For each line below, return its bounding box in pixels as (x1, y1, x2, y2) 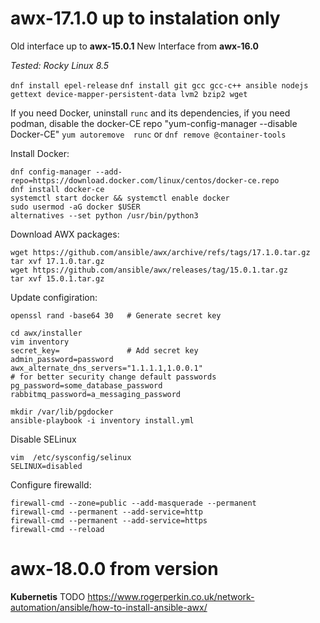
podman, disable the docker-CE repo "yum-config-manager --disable (10, 117, 298, 129)
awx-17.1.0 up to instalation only (10, 7, 281, 30)
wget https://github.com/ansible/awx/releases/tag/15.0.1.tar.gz (10, 265, 288, 275)
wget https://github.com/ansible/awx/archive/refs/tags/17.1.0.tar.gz (10, 247, 311, 257)
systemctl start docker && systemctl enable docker (10, 193, 230, 203)
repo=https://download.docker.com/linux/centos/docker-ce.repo (10, 175, 280, 186)
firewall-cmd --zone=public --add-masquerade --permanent (10, 498, 257, 508)
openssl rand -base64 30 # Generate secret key (10, 310, 222, 321)
